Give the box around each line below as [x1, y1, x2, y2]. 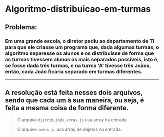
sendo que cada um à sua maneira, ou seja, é [5, 96, 144, 105]
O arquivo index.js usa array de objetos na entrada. [17, 126, 122, 132]
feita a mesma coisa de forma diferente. [5, 104, 129, 112]
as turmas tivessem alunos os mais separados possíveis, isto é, [5, 56, 159, 63]
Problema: [5, 23, 38, 31]
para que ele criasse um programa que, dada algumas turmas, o [5, 44, 160, 50]
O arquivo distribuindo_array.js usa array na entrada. [17, 116, 128, 123]
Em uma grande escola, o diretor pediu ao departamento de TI [5, 38, 155, 45]
